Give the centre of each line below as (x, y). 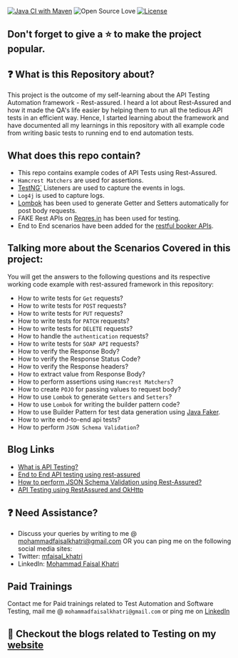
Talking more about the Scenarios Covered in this (119, 248)
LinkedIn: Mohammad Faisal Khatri (68, 564)
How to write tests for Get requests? (70, 298)
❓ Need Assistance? (53, 513)
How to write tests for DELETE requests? (75, 328)
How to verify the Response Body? (68, 351)
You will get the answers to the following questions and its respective (109, 276)
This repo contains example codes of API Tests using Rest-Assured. (117, 173)
